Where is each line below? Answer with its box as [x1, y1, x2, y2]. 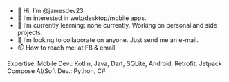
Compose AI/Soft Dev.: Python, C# [7, 67, 106, 75]
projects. [17, 28, 43, 37]
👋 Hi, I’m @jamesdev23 [17, 7, 84, 14]
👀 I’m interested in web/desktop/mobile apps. [17, 14, 147, 22]
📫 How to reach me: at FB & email [17, 43, 116, 52]
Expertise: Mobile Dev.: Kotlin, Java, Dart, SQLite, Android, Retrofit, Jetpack [7, 59, 223, 68]
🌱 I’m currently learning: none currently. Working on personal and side [17, 21, 218, 29]
